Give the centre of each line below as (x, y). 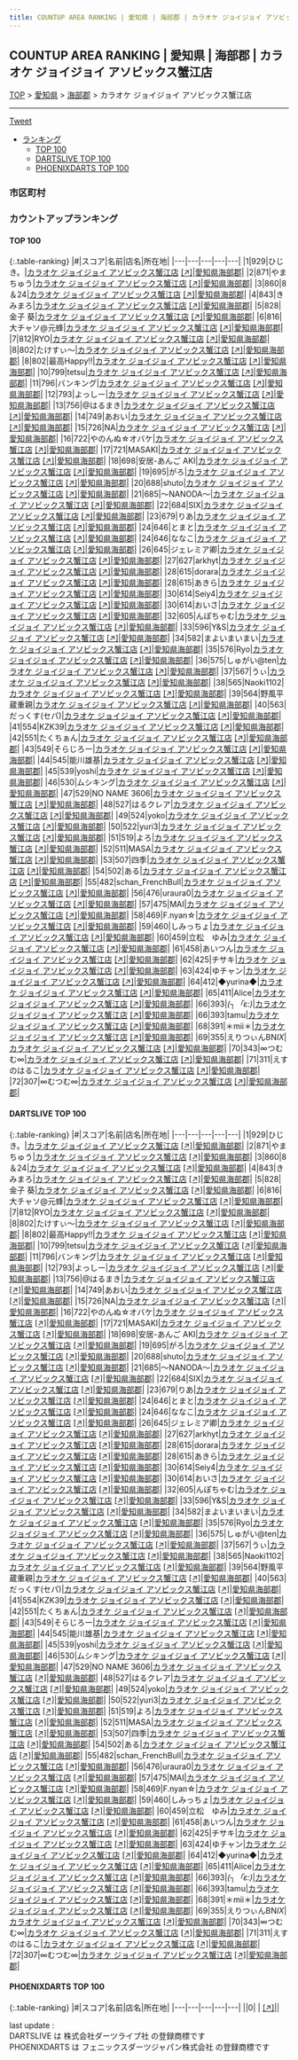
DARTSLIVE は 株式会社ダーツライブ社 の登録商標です (107, 2035)
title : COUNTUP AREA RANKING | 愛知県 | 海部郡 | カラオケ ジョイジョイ (136, 17)
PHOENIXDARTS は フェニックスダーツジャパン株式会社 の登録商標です (140, 2047)
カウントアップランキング (63, 219)
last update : (32, 2025)
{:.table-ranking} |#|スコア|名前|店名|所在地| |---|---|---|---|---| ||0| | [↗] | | (145, 2007)
